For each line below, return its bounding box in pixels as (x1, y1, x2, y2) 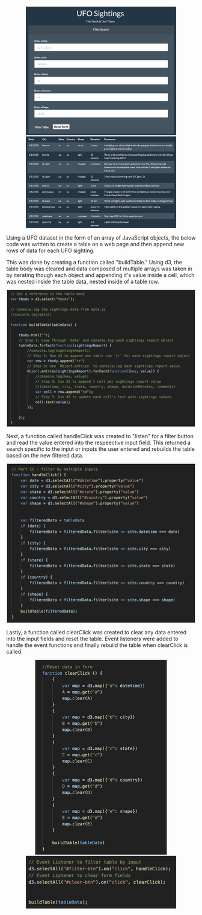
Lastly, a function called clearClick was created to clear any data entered (6, 628, 187, 636)
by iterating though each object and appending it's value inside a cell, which (6, 271, 195, 278)
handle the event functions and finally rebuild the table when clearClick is (6, 641, 188, 649)
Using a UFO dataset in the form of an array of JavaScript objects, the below (6, 234, 196, 241)
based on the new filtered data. (6, 451, 84, 459)
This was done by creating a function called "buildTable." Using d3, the (6, 258, 182, 266)
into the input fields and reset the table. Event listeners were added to (6, 635, 179, 642)
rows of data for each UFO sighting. (6, 247, 95, 254)
